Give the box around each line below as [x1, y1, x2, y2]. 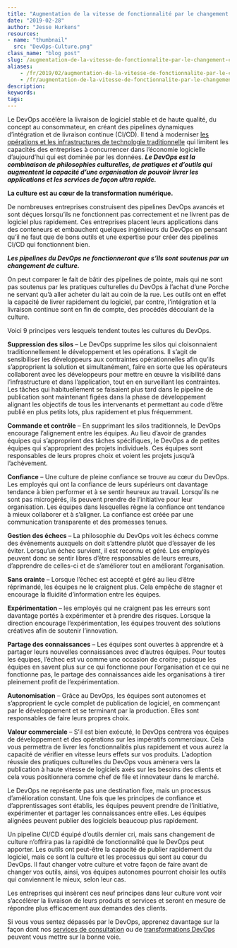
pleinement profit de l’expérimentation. [7, 678, 120, 686]
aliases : [7, 63, 33, 70]
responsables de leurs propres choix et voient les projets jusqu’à [7, 452, 195, 460]
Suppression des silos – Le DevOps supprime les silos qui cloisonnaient [7, 340, 217, 349]
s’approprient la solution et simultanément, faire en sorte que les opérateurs [7, 363, 228, 371]
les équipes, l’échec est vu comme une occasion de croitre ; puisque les [7, 655, 217, 663]
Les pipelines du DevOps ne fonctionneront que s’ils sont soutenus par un [7, 254, 229, 262]
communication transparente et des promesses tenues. [7, 517, 168, 526]
